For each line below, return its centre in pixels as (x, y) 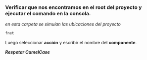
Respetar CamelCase (28, 52)
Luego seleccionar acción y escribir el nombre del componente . (71, 43)
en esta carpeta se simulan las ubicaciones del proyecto (63, 24)
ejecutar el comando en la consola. (48, 13)
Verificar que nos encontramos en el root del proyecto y (73, 7)
